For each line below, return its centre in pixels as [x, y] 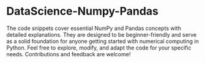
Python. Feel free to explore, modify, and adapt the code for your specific [99, 48]
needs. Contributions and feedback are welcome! [69, 54]
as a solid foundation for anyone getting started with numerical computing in [102, 41]
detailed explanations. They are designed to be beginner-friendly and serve [102, 34]
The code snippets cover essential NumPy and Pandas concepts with [94, 28]
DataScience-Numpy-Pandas [83, 11]
